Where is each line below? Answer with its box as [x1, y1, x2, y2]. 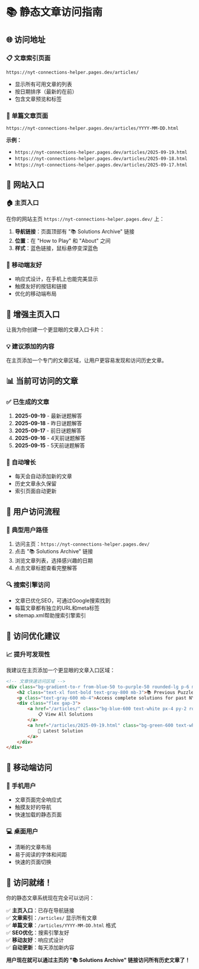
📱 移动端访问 [6, 762, 52, 772]
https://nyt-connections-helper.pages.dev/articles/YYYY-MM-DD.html [6, 126, 179, 131]
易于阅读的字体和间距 [14, 851, 67, 858]
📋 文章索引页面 [6, 54, 51, 62]
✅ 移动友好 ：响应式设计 [6, 936, 64, 944]
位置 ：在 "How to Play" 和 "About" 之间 [14, 237, 111, 244]
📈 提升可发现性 [6, 650, 50, 658]
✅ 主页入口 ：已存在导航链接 [6, 907, 75, 914]
